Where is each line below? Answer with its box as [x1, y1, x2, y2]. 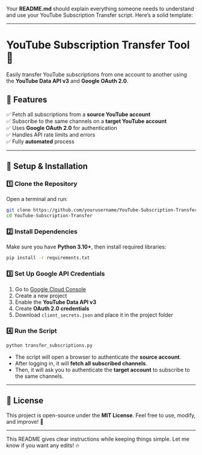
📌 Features [6, 94, 47, 105]
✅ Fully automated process [6, 138, 75, 145]
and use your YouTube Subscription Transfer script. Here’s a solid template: [6, 11, 194, 19]
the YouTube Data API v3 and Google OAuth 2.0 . [6, 77, 129, 84]
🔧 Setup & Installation [6, 161, 88, 172]
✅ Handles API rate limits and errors [6, 131, 96, 138]
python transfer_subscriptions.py [6, 342, 93, 348]
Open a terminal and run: [6, 196, 68, 203]
